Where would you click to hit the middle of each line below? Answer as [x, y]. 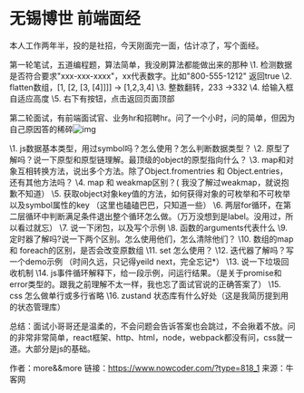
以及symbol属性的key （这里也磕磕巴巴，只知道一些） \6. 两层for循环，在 [147, 205]
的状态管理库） [37, 307]
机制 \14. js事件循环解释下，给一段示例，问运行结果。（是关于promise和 [149, 273]
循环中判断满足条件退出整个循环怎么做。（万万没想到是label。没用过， [155, 216]
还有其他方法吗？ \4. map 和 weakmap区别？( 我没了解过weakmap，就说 [145, 182]
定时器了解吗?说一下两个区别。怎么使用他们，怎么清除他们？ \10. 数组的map [152, 239]
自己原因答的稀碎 [41, 129]
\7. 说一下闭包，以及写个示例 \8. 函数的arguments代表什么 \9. [173, 227]
